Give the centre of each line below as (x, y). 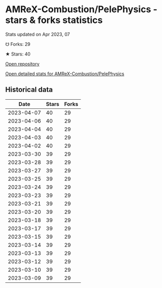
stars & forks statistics (54, 20)
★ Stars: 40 (18, 54)
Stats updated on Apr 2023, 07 (38, 34)
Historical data (29, 90)
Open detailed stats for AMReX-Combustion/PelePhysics (65, 74)
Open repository (22, 64)
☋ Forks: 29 (18, 44)
